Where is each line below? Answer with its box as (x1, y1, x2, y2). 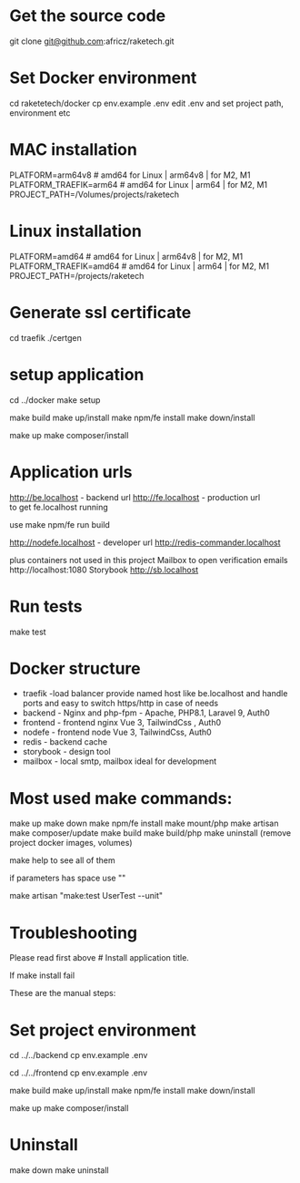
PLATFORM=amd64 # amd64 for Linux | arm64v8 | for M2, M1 (9, 251, 244, 262)
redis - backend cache (22, 736, 107, 747)
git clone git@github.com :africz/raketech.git (9, 36, 175, 46)
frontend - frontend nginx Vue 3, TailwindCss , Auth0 (22, 717, 222, 728)
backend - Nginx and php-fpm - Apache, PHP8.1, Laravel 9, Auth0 (22, 707, 270, 718)
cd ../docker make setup (9, 394, 101, 406)
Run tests (9, 596, 83, 616)
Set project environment (9, 1020, 197, 1040)
